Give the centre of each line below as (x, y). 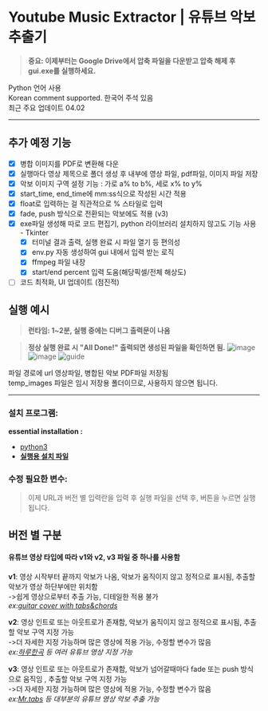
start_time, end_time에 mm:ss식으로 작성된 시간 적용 (103, 193)
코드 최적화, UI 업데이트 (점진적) (69, 282)
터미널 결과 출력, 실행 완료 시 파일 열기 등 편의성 (106, 242)
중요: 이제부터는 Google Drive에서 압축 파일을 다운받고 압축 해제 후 (132, 61)
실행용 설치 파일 (44, 456)
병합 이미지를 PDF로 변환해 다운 (69, 163)
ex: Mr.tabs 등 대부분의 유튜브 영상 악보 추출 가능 (84, 699)
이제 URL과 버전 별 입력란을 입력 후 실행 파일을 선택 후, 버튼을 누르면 (134, 498)
